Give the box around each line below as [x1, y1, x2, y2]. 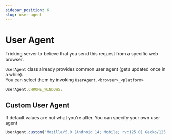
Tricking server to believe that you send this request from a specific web [5, 51, 158, 57]
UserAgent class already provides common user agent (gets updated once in [5, 66, 166, 72]
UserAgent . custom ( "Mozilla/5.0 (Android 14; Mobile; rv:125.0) [5, 130, 143, 135]
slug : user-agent [5, 12, 42, 17]
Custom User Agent [5, 101, 70, 109]
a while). [5, 72, 24, 78]
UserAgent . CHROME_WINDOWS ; [5, 87, 63, 92]
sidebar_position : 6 [5, 7, 50, 13]
